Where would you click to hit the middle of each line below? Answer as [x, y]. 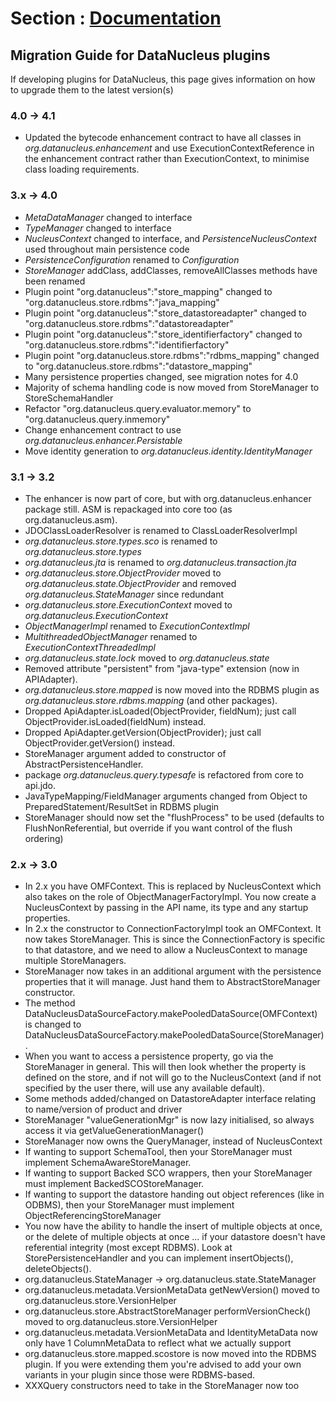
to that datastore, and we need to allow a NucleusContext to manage [166, 950]
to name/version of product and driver [103, 1109]
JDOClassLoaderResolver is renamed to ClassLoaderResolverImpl [161, 530]
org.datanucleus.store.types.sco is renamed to [121, 541]
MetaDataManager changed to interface [108, 217]
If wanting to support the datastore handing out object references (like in [174, 1194]
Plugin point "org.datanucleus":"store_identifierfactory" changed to [163, 334]
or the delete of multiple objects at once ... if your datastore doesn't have [175, 1237]
